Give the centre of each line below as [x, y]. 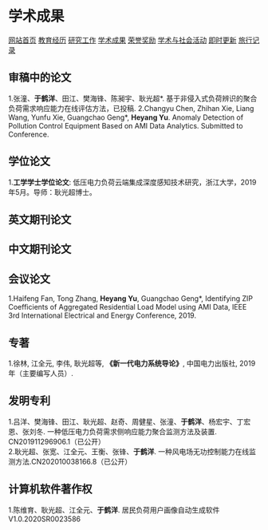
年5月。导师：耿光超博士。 [53, 192]
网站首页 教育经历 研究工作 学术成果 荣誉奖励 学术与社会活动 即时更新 [122, 40]
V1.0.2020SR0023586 [45, 519]
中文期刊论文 [40, 249]
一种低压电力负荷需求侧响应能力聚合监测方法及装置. [132, 431]
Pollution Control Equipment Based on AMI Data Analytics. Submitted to [126, 125]
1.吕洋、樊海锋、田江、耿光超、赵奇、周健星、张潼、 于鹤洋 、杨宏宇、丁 [126, 421]
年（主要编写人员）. [41, 373]
